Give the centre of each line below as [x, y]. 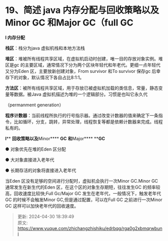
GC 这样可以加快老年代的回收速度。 [42, 206]
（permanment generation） [34, 105]
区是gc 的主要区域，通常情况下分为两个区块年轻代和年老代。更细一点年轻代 [83, 65]
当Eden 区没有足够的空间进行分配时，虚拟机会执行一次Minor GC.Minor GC [82, 181]
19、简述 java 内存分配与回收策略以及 [82, 10]
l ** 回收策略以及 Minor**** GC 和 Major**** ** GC [55, 138]
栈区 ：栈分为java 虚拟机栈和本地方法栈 [45, 48]
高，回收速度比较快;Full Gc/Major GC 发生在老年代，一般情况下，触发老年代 [83, 193]
